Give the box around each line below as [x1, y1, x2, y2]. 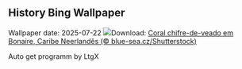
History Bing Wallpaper [8, 6, 125, 20]
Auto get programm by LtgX [8, 51, 99, 61]
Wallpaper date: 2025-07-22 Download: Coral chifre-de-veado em [8, 27, 234, 38]
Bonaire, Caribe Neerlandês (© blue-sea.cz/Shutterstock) [8, 36, 197, 45]
